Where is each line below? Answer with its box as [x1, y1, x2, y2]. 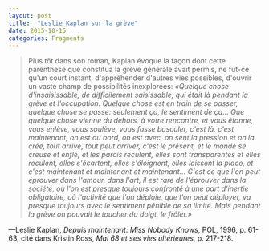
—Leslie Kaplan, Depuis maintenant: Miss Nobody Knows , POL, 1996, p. [8, 225, 247, 235]
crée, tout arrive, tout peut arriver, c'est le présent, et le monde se [27, 141, 247, 151]
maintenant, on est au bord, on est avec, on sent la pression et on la [27, 133, 255, 143]
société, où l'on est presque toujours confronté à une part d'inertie [27, 184, 249, 193]
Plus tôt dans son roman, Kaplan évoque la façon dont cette [27, 56, 226, 66]
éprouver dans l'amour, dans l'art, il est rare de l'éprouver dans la [27, 176, 247, 185]
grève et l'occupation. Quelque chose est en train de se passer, [27, 99, 238, 108]
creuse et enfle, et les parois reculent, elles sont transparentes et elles [27, 150, 261, 160]
